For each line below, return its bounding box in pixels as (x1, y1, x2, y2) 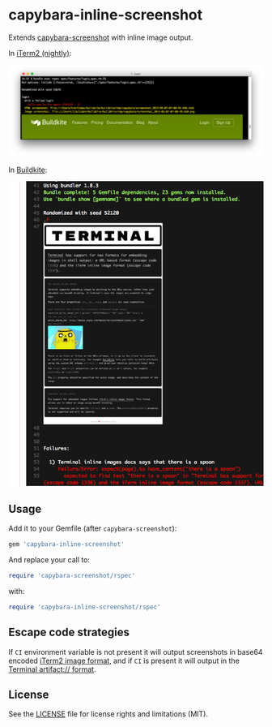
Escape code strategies (8, 626, 130, 639)
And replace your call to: (8, 555, 91, 565)
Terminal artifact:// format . (8, 664, 96, 674)
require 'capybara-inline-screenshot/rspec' (8, 603, 161, 611)
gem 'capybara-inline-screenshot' (8, 540, 125, 548)
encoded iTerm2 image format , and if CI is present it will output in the (8, 656, 240, 665)
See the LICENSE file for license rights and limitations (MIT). (8, 709, 209, 719)
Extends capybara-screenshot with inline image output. (8, 32, 193, 42)
